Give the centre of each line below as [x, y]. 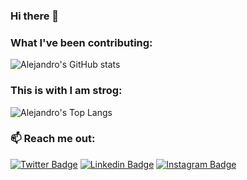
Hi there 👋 [35, 16]
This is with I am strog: [66, 91]
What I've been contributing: [81, 42]
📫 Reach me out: [53, 139]
